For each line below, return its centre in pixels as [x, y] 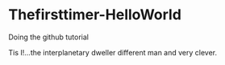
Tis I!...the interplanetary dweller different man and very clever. [113, 52]
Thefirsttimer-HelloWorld [95, 15]
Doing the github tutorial [49, 37]
